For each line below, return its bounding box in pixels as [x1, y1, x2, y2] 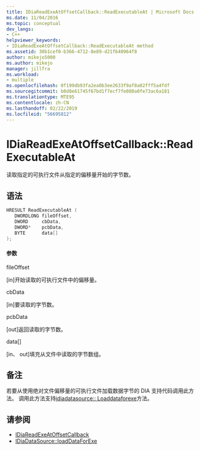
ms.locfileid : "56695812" [6, 111, 72, 117]
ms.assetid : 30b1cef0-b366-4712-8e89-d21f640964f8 [6, 49, 137, 55]
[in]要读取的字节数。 [6, 301, 58, 308]
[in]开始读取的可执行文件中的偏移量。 [6, 276, 100, 284]
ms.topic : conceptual [6, 20, 61, 26]
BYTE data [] [14, 230, 59, 236]
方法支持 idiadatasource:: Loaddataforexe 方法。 [34, 395, 153, 402]
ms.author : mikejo [6, 60, 53, 66]
